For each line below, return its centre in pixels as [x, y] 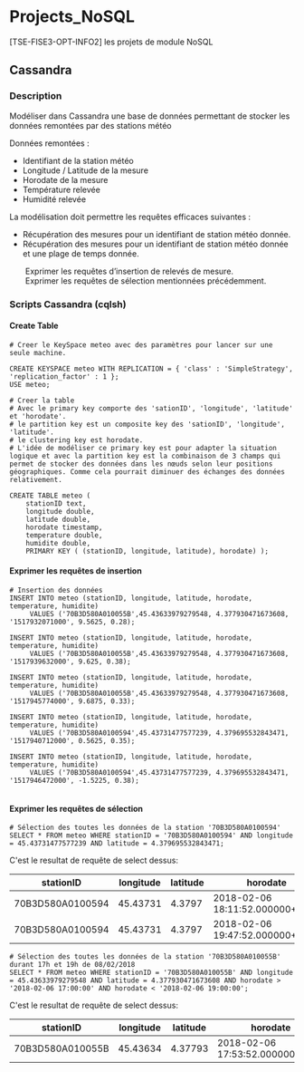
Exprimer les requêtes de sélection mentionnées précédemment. [146, 280]
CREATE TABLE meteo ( [50, 496]
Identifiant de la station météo [78, 160]
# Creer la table [42, 401]
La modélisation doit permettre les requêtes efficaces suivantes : [130, 217]
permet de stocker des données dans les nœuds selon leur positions [141, 464]
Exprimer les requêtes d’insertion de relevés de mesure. [129, 271]
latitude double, [58, 519]
